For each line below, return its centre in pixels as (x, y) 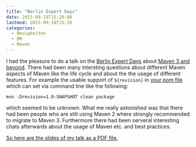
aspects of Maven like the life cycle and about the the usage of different (94, 73)
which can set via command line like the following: (67, 86)
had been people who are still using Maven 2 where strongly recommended (98, 114)
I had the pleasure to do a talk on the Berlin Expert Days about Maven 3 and (98, 61)
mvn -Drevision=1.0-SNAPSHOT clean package (61, 97)
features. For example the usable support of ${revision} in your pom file (94, 79)
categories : (21, 28)
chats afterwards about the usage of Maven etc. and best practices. (89, 126)
